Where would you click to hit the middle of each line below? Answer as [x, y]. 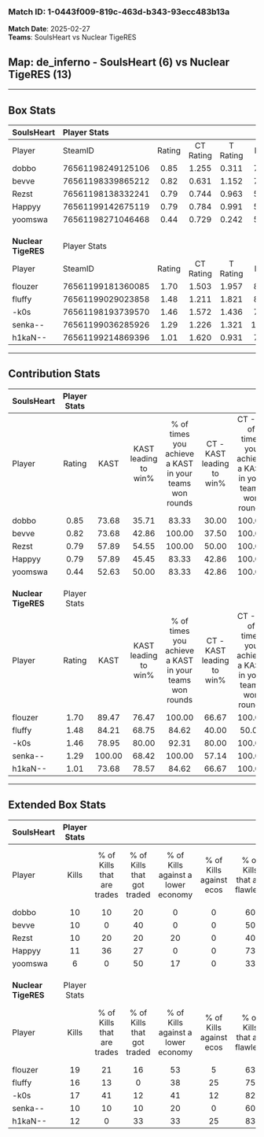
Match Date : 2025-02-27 [49, 29]
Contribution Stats [54, 374]
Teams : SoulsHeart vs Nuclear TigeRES [72, 37]
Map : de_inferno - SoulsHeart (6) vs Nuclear [119, 62]
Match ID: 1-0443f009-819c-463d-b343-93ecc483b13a [119, 12]
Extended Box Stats [57, 805]
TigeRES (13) [40, 74]
